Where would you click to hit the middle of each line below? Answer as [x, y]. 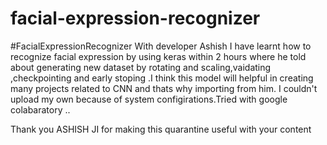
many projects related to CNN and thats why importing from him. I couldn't [164, 88]
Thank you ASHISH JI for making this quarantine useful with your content [161, 129]
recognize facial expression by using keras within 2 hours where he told [158, 56]
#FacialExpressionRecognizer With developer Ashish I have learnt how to [161, 46]
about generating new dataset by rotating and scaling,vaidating [141, 67]
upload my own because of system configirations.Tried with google [149, 99]
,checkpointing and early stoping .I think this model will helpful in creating [162, 78]
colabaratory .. [40, 109]
